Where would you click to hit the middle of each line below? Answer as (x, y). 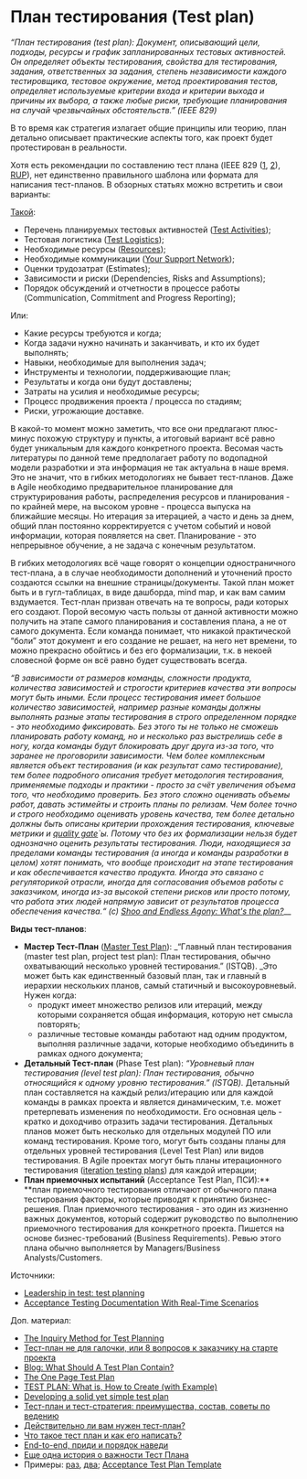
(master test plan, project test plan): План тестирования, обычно (147, 956)
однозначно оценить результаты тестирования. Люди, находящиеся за (151, 842)
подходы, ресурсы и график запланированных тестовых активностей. (148, 51)
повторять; (58, 1024)
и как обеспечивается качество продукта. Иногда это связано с (137, 872)
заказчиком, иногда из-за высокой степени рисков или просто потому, (151, 891)
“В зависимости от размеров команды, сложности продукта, (131, 678)
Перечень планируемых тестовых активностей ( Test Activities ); (148, 230)
